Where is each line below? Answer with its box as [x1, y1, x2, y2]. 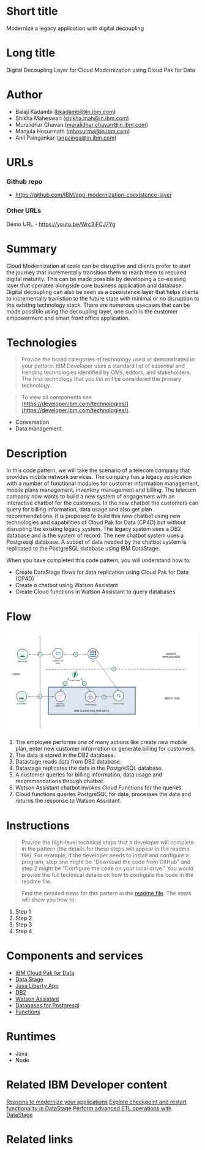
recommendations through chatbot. [15, 778, 105, 785]
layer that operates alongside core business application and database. [6, 282, 184, 289]
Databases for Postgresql [15, 1002, 80, 1009]
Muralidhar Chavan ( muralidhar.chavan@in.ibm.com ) [15, 121, 149, 128]
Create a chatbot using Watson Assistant [15, 582, 118, 589]
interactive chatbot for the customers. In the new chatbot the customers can [6, 499, 199, 506]
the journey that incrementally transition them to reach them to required [6, 268, 187, 276]
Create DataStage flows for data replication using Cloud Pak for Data [15, 568, 189, 576]
